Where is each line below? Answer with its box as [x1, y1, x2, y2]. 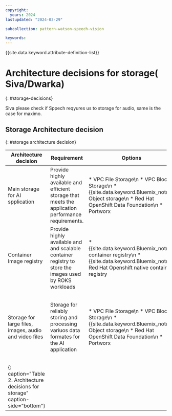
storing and [50, 314, 78, 321]
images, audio [8, 326, 42, 334]
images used [50, 270, 81, 277]
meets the [50, 198, 74, 205]
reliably [50, 308, 68, 315]
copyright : [5, 7, 29, 13]
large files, [8, 320, 33, 327]
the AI [50, 339, 64, 346]
